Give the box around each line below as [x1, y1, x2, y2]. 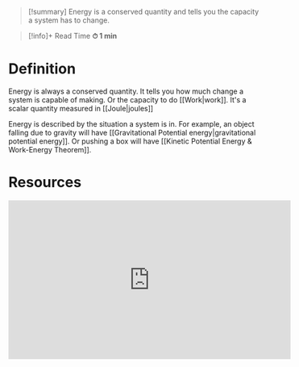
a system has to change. [27, 15, 110, 25]
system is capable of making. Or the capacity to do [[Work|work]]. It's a [8, 94, 247, 104]
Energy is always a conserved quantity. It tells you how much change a [8, 86, 244, 96]
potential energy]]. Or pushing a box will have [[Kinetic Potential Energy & [8, 136, 252, 146]
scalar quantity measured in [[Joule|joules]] [8, 103, 154, 113]
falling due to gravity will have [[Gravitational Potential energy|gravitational [8, 127, 256, 137]
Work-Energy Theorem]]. [8, 144, 92, 154]
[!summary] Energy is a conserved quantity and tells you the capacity [27, 7, 260, 16]
